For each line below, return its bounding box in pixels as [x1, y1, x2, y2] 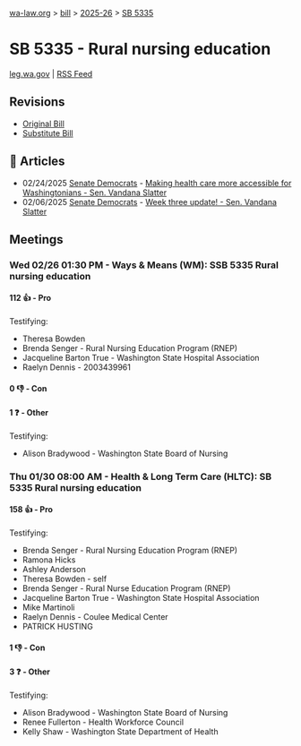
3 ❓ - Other [9, 666, 51, 677]
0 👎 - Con [9, 382, 47, 393]
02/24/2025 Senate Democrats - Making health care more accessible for [21, 177, 292, 188]
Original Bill [21, 118, 65, 129]
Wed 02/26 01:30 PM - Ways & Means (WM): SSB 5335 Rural [9, 259, 279, 271]
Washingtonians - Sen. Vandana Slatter [21, 187, 168, 198]
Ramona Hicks [21, 554, 76, 565]
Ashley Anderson [21, 564, 87, 574]
